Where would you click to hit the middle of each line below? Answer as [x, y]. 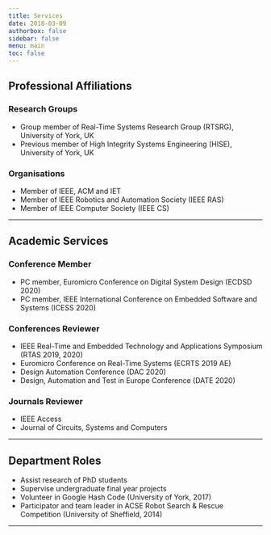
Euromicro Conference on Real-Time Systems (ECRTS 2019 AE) [125, 363]
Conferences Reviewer [54, 328]
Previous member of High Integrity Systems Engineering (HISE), [126, 144]
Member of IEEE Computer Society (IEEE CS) [94, 208]
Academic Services [58, 241]
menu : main [27, 46]
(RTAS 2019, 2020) [51, 354]
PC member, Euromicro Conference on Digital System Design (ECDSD [136, 282]
